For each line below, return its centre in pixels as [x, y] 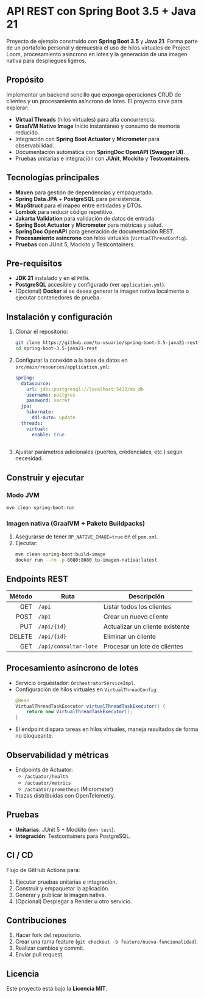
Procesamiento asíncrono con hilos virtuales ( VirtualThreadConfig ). [101, 238]
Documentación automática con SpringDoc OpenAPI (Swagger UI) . [100, 152]
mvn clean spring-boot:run [40, 508]
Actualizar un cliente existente [146, 626]
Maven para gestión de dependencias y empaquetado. [84, 192]
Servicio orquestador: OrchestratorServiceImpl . [75, 683]
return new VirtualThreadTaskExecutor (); [79, 712]
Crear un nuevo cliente [136, 617]
